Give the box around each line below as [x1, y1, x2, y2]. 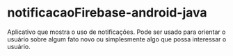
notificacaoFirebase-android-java [7, 5, 207, 21]
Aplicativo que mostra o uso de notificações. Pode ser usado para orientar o [7, 28, 226, 36]
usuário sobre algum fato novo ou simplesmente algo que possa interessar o [7, 35, 227, 43]
